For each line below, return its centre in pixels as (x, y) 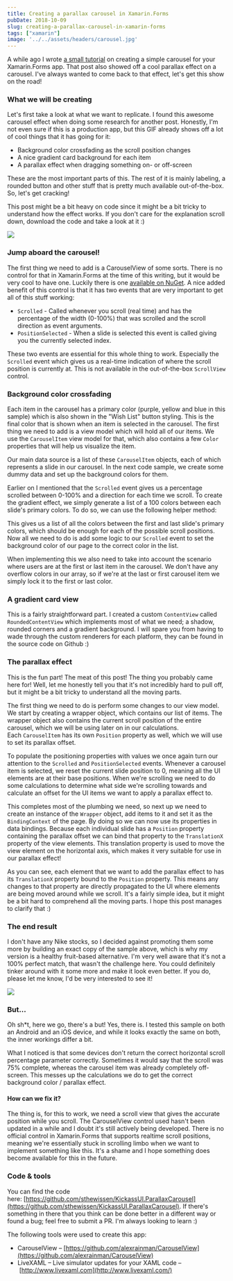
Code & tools (29, 1176)
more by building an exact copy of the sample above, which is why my (107, 949)
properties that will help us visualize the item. (72, 446)
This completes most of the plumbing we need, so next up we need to (107, 806)
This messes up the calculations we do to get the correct (111, 1075)
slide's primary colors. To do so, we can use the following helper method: (112, 510)
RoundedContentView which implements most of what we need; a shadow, (111, 622)
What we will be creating (50, 99)
